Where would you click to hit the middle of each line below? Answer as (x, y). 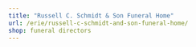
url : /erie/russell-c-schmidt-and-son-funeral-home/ (98, 23)
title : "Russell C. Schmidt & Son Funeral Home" (91, 16)
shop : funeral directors (50, 30)
